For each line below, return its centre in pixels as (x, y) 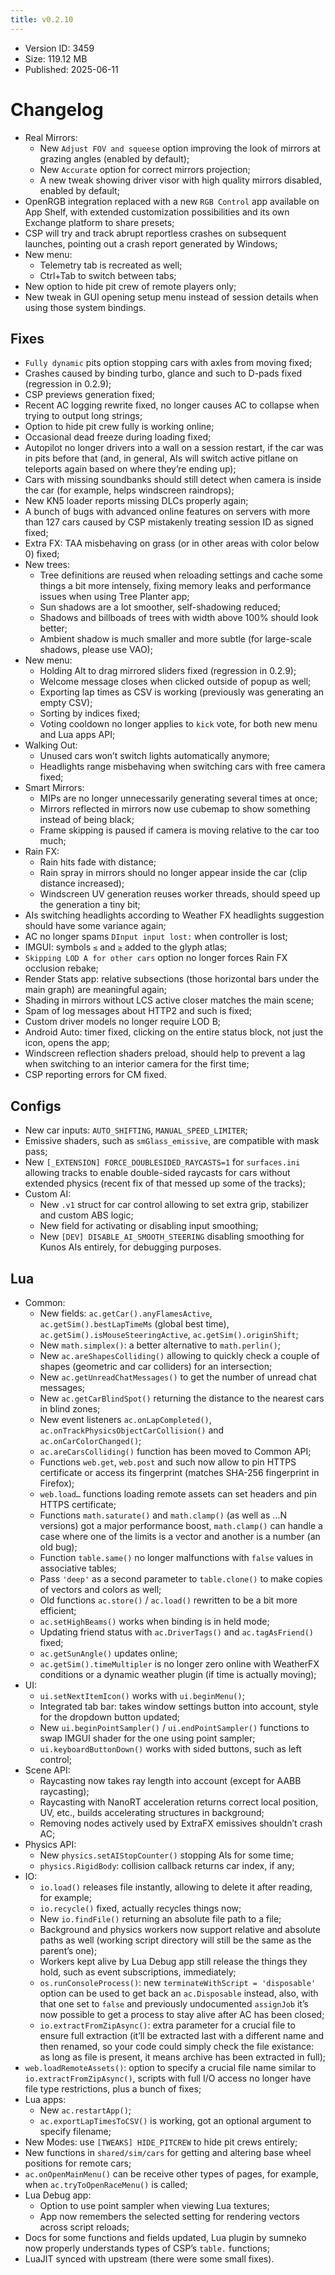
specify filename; (75, 2131)
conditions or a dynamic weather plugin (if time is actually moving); (178, 1674)
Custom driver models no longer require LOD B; (123, 1022)
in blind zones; (70, 1409)
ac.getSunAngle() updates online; (108, 1653)
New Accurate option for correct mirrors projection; (145, 169)
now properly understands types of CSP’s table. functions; (147, 2248)
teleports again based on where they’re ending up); (130, 469)
